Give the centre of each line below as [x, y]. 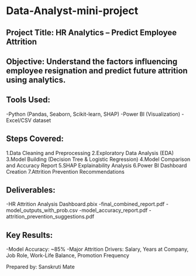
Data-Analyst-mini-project [72, 11]
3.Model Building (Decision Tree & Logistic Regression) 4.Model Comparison [98, 159]
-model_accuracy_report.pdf [113, 210]
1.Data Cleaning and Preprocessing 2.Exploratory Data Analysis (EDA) [90, 153]
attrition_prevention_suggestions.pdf [50, 217]
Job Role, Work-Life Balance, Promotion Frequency [68, 255]
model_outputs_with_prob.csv [42, 210]
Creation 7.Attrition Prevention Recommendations [65, 171]
